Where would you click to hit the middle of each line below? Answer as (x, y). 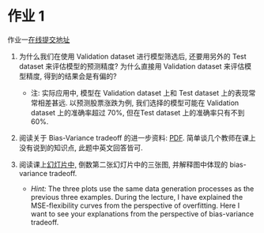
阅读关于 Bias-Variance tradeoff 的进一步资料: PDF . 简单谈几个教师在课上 (137, 137)
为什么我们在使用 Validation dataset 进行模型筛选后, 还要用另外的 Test (132, 56)
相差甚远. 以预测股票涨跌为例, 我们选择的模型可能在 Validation (138, 103)
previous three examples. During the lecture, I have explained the (137, 197)
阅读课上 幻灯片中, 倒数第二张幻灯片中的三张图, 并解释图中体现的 (123, 164)
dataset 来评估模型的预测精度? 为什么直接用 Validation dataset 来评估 (132, 66)
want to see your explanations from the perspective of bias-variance (142, 213)
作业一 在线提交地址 (39, 39)
